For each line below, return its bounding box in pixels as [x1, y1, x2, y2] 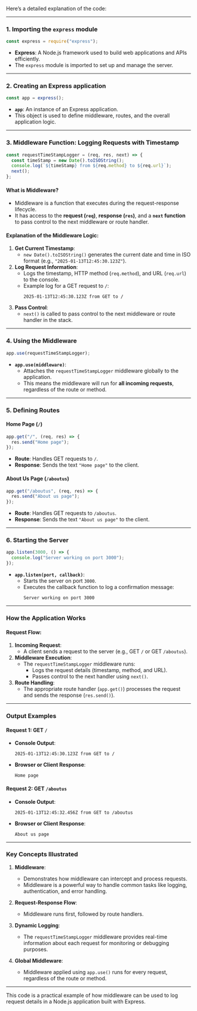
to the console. [23, 276, 60, 283]
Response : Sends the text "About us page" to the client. [14, 516, 150, 523]
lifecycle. [14, 206, 37, 213]
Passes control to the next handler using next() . [32, 673, 148, 680]
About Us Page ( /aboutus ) [6, 475, 69, 482]
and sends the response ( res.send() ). [23, 691, 116, 699]
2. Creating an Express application [6, 82, 107, 90]
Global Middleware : [14, 957, 63, 964]
